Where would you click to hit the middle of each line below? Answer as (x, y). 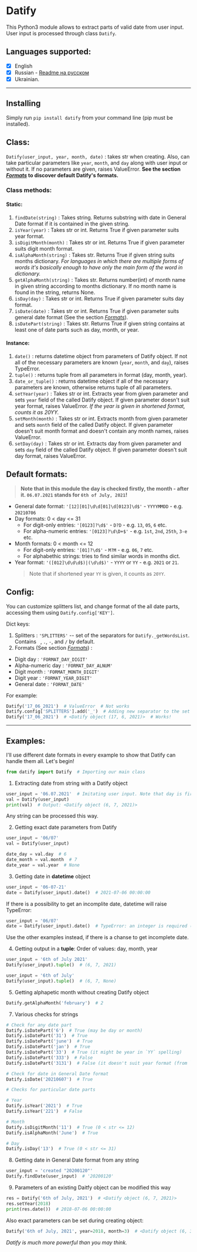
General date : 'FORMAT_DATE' (50, 684)
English (23, 66)
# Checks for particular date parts (51, 1090)
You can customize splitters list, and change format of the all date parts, (93, 606)
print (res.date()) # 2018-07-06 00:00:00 (59, 1209)
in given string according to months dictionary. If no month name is (96, 286)
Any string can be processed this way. (52, 816)
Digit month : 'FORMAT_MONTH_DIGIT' (57, 671)
